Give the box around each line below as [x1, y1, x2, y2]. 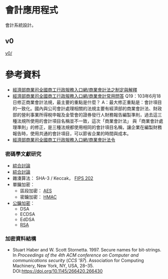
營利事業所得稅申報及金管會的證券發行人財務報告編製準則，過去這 [21, 111, 158, 117]
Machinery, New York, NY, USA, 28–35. [12, 263, 94, 269]
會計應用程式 [5, 4, 59, 16]
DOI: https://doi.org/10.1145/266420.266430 [12, 268, 103, 274]
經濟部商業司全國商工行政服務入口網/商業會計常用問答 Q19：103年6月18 [12, 93, 161, 99]
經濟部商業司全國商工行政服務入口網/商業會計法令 [12, 136, 115, 142]
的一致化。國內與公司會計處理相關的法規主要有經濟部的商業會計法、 [12, 105, 153, 111]
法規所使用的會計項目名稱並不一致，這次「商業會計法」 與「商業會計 [17, 118, 159, 124]
